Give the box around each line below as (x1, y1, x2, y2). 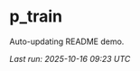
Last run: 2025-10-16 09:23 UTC (9, 53, 131, 64)
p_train (9, 6, 63, 27)
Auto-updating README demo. (9, 36, 125, 47)
